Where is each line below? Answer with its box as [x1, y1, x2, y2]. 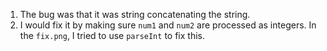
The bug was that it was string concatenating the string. [19, 9, 251, 20]
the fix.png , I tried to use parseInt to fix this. [19, 30, 205, 41]
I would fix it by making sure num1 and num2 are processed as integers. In [19, 19, 317, 31]
